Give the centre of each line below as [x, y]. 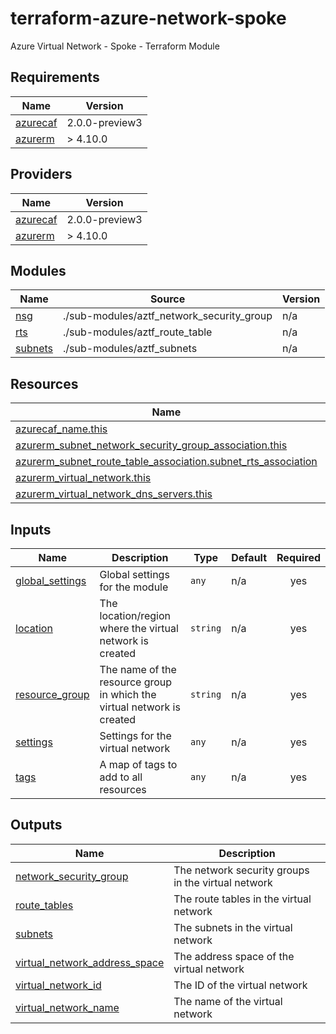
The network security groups [241, 870]
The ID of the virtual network [240, 985]
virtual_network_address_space [90, 962]
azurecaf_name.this [61, 429]
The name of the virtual [228, 1001]
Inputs [31, 529]
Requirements [55, 77]
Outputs [36, 825]
